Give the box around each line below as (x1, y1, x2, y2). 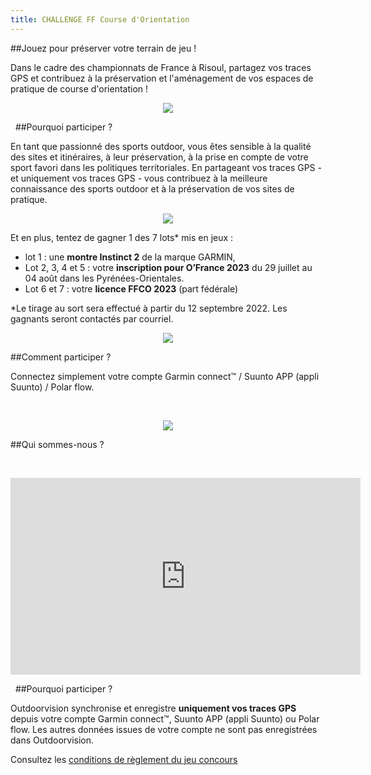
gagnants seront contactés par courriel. (10, 312, 174, 325)
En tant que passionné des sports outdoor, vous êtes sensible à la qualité (10, 140, 312, 152)
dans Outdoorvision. (10, 734, 95, 746)
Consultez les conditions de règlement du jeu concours (10, 753, 238, 765)
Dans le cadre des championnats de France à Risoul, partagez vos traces (10, 61, 312, 73)
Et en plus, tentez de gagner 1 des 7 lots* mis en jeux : (10, 231, 234, 243)
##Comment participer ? (10, 351, 112, 363)
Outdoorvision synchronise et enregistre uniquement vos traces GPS (10, 702, 297, 714)
